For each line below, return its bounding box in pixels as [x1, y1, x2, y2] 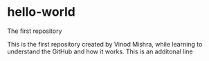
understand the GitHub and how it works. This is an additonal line [7, 47, 194, 56]
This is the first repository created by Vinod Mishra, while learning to [7, 40, 203, 48]
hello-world [7, 4, 76, 20]
